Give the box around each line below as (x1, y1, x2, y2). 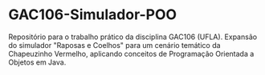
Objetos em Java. (8, 57, 67, 67)
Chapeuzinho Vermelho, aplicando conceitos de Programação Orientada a (8, 49, 255, 58)
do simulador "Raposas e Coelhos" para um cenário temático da (8, 40, 221, 49)
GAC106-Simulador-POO (8, 6, 177, 24)
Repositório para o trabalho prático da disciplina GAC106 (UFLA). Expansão (8, 32, 258, 41)
